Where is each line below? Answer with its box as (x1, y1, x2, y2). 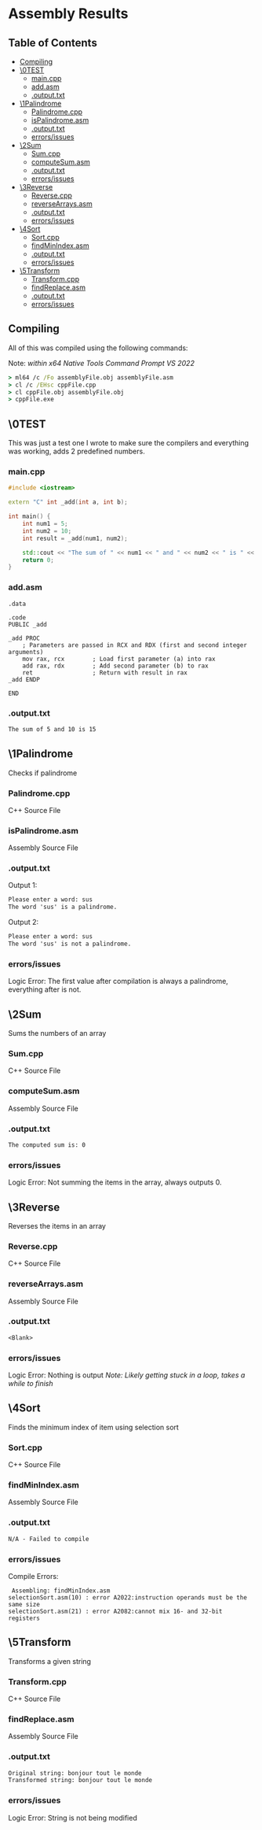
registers (8, 1614, 41, 1622)
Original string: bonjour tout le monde (8, 1769, 143, 1777)
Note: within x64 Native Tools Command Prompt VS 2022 (8, 358, 195, 368)
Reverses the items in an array (8, 1221, 106, 1230)
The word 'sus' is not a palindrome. (8, 940, 132, 948)
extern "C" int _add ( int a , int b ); (8, 498, 128, 506)
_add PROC (8, 634, 41, 642)
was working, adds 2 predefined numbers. (8, 446, 145, 457)
